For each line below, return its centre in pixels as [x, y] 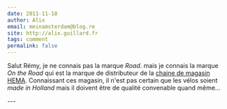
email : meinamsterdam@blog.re [51, 26]
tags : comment [28, 40]
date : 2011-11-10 [32, 14]
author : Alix [26, 20]
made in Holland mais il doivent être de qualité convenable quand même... [114, 88]
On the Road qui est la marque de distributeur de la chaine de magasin [109, 73]
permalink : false [32, 46]
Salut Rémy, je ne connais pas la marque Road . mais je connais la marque [113, 66]
